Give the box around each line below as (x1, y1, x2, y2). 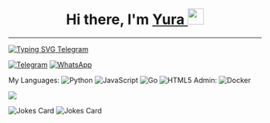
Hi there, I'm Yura (65, 10, 185, 29)
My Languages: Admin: (8, 75, 218, 85)
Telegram (57, 44, 88, 54)
